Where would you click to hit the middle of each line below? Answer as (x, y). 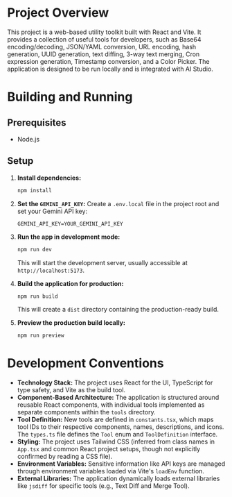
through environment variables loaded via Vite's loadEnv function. (110, 471)
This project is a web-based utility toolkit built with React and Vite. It (104, 32)
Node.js (28, 139)
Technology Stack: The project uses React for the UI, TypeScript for (115, 382)
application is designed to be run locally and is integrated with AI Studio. (110, 69)
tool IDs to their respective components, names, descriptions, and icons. (121, 427)
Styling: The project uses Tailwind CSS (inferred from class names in (116, 441)
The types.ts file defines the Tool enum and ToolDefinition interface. (117, 435)
